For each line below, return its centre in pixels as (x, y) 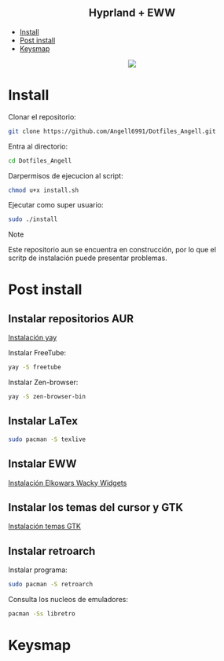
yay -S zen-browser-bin (47, 397)
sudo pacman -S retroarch (50, 585)
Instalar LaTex (43, 421)
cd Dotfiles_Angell (40, 160)
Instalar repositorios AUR (71, 319)
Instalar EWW (42, 464)
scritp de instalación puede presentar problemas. (88, 258)
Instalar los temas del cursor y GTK (95, 507)
